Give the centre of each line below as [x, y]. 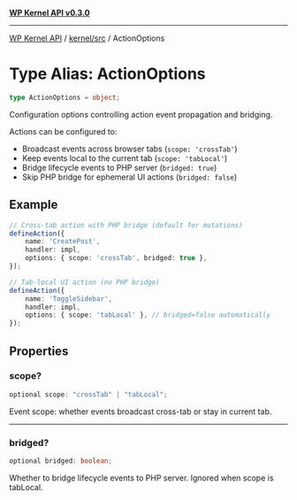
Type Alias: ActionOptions [107, 74]
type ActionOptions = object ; [65, 97]
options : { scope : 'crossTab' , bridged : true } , [116, 258]
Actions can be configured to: [63, 131]
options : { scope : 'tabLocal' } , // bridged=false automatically [148, 315]
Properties [39, 351]
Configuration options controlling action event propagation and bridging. [141, 114]
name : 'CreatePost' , [63, 242]
